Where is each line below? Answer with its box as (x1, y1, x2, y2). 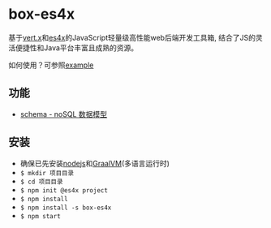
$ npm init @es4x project (19, 186, 108, 195)
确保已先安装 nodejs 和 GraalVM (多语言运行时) (19, 158, 170, 168)
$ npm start (19, 212, 61, 220)
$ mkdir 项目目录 (19, 169, 75, 177)
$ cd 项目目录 (19, 178, 63, 186)
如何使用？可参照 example (8, 60, 94, 70)
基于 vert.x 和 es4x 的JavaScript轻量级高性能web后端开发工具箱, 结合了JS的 (8, 32, 256, 42)
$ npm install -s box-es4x (19, 204, 112, 212)
